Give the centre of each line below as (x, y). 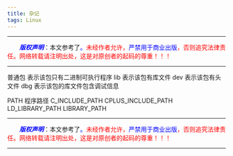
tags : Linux (24, 20)
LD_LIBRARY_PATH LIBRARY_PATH (57, 108)
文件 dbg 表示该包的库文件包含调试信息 (63, 86)
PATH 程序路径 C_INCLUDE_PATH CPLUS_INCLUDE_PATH (90, 101)
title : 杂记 (23, 14)
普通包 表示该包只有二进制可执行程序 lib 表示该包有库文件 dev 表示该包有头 (114, 77)
